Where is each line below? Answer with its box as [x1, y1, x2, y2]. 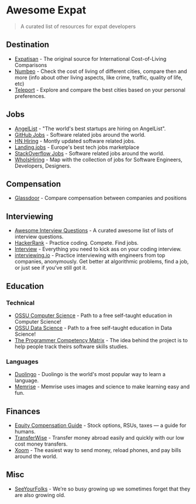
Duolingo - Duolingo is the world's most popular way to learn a [14, 371, 166, 378]
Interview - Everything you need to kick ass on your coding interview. [14, 246, 182, 253]
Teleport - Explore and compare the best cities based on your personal [14, 86, 185, 93]
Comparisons [14, 61, 47, 68]
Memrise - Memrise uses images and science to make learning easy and [14, 383, 190, 390]
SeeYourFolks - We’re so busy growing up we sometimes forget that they [14, 485, 191, 492]
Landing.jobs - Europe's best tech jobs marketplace [14, 144, 139, 151]
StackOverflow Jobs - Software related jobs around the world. [14, 150, 165, 157]
